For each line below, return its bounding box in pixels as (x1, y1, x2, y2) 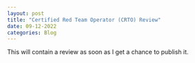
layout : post (7, 10, 45, 17)
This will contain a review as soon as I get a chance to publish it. (7, 48, 189, 56)
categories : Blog (7, 29, 57, 36)
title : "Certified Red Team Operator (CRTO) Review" (7, 16, 161, 23)
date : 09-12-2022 (7, 23, 57, 29)
